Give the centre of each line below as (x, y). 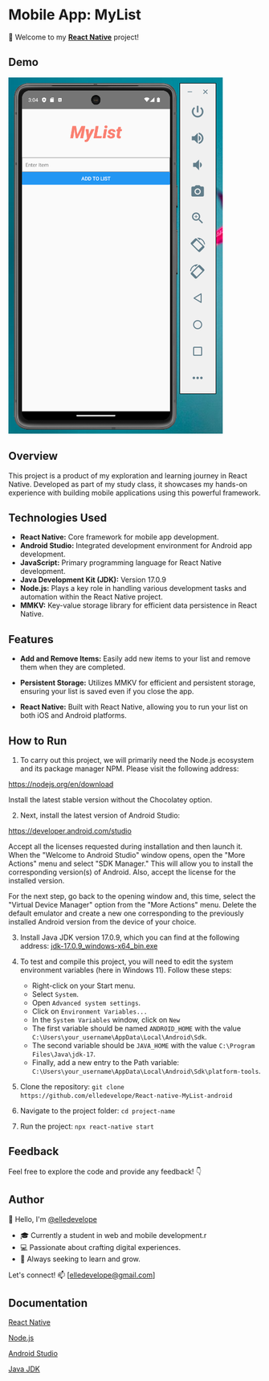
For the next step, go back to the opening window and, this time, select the (132, 896)
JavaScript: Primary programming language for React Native (121, 563)
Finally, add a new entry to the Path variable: (105, 1062)
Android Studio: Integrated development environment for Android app (136, 546)
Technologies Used (57, 517)
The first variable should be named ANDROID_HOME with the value (137, 1028)
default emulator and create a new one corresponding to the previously (126, 913)
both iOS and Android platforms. (73, 715)
